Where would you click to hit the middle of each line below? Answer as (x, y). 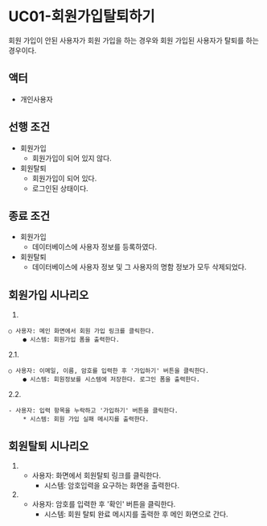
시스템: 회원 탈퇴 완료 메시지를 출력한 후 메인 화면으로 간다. (136, 514)
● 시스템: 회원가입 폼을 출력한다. (71, 340)
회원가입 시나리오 (49, 295)
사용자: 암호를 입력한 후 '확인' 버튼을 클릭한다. (104, 504)
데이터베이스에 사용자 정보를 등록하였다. (94, 247)
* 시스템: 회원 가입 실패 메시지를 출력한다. (86, 420)
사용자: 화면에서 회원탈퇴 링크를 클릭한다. (97, 475)
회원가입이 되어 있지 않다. (72, 158)
